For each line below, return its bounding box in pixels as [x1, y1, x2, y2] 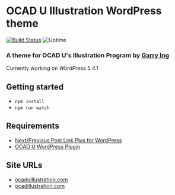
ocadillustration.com [14, 182, 65, 189]
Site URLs [6, 160, 43, 170]
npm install [14, 99, 44, 105]
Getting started [6, 82, 64, 92]
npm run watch [14, 105, 50, 111]
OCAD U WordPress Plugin [14, 143, 81, 150]
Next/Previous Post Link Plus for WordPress [14, 136, 122, 143]
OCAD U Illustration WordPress [6, 4, 162, 18]
